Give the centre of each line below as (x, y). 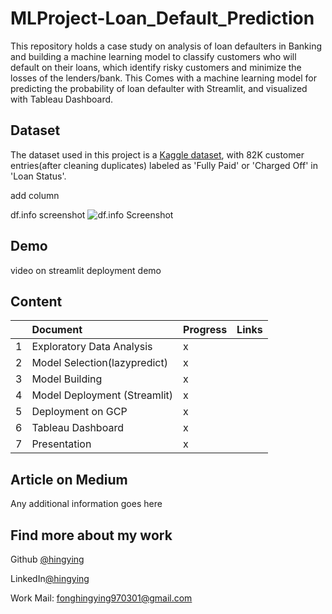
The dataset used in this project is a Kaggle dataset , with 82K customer (157, 154)
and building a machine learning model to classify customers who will (153, 56)
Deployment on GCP (79, 412)
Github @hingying (47, 559)
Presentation (61, 444)
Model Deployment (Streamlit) (102, 395)
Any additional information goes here (86, 504)
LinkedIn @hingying (50, 578)
